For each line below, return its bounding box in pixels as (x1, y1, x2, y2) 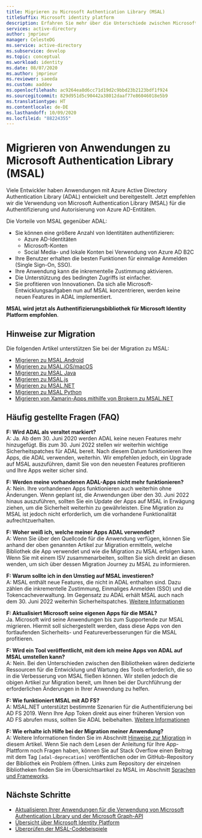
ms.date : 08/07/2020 (6, 64, 58, 71)
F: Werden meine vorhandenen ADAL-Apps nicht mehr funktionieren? (6, 478, 184, 486)
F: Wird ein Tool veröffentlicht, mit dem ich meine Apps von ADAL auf (6, 646, 183, 654)
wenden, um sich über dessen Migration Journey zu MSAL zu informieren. (6, 560, 191, 568)
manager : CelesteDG (6, 37, 55, 43)
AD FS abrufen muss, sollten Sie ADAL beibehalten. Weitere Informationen (6, 716, 190, 723)
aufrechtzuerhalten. (6, 516, 55, 524)
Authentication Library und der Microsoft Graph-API (14, 812, 144, 819)
